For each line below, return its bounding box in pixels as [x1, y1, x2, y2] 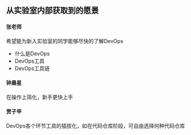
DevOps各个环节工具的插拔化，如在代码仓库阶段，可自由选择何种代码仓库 [6, 123, 185, 129]
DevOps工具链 [14, 64, 50, 72]
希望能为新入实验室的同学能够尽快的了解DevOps [6, 37, 123, 44]
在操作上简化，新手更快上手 [6, 93, 73, 100]
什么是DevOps [14, 50, 50, 57]
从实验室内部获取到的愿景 [6, 5, 99, 16]
